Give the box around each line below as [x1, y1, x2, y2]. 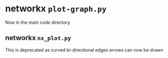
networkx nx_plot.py [5, 34, 71, 42]
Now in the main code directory [5, 19, 70, 25]
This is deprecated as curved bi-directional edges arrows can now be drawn [5, 47, 163, 53]
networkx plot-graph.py [5, 3, 107, 14]
